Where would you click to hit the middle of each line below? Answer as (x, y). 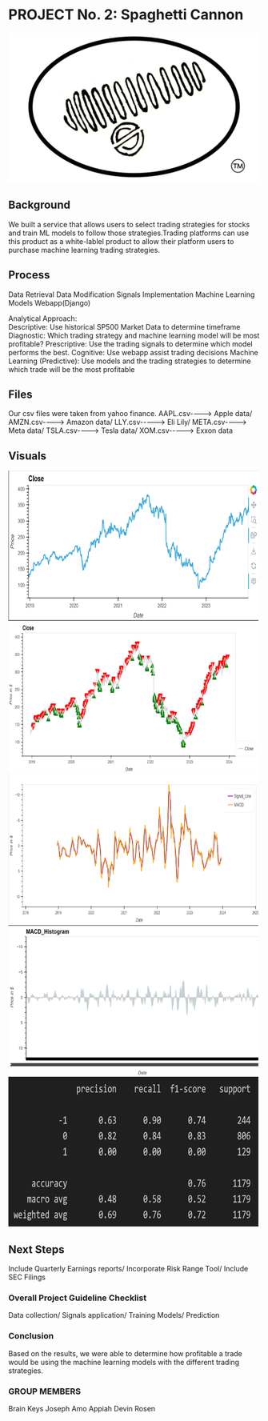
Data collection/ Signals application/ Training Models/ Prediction (114, 1315)
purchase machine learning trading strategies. (84, 250)
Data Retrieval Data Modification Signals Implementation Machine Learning (132, 294)
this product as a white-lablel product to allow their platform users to (121, 241)
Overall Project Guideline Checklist (77, 1298)
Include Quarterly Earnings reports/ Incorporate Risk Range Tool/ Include (128, 1269)
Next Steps (36, 1249)
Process (29, 275)
